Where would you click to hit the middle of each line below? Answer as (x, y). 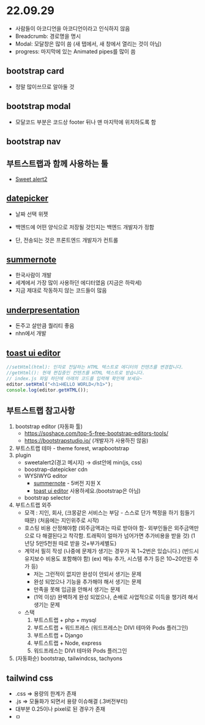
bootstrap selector (48, 498)
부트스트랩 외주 (33, 505)
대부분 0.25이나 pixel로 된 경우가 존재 (60, 709)
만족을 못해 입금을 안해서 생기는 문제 (77, 589)
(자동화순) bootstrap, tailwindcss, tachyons (69, 658)
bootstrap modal (39, 106)
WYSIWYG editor (46, 476)
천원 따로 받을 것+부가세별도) (82, 543)
